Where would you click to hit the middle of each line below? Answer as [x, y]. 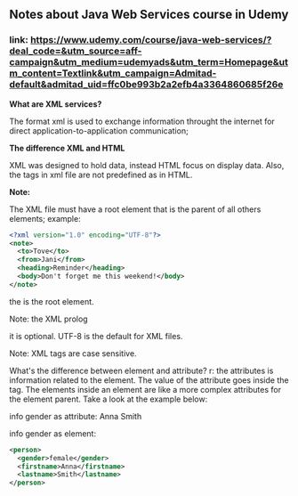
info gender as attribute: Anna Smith [76, 416]
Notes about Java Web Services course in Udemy [149, 15]
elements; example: [45, 218]
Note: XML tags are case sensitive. [73, 353]
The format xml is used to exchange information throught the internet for [142, 121]
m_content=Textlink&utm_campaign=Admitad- [113, 73]
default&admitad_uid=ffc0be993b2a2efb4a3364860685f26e [146, 85]
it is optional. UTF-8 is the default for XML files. [96, 336]
